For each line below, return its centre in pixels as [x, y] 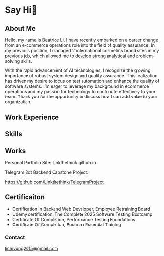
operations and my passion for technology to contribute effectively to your [80, 91]
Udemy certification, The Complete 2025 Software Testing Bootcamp [82, 214]
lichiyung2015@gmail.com [32, 248]
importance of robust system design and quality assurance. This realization [81, 76]
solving [13, 61]
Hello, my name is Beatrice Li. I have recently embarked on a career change [82, 40]
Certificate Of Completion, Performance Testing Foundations [74, 220]
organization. [18, 102]
